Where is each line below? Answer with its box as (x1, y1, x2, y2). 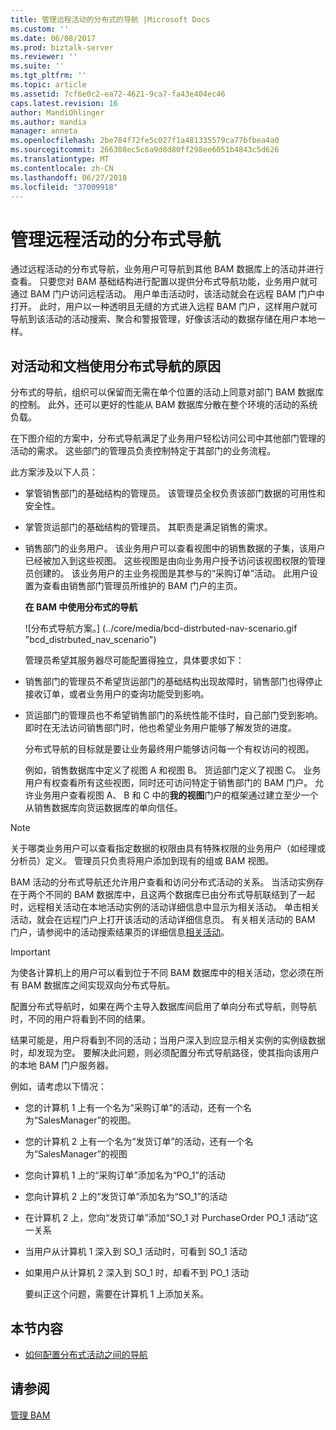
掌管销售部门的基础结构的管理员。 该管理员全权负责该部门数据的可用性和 (24, 487, 326, 500)
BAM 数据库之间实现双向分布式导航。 (21, 979, 176, 991)
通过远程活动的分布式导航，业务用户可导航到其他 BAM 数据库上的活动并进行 (10, 263, 325, 275)
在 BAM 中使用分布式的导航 (24, 601, 138, 613)
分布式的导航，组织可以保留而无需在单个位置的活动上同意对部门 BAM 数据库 (10, 386, 325, 398)
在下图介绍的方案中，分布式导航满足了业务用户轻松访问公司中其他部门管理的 (10, 432, 326, 445)
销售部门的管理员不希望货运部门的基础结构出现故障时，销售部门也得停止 (24, 676, 323, 688)
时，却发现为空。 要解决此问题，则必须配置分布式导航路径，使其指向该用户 (10, 1047, 320, 1059)
